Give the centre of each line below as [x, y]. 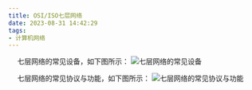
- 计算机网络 [27, 38]
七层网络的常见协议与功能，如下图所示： [83, 78]
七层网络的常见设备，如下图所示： [73, 61]
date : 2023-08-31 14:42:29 [53, 23]
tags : [17, 30]
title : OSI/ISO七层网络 [45, 16]
